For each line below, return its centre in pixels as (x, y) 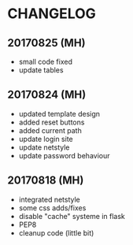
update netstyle (44, 147)
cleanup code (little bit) (56, 232)
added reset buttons (52, 122)
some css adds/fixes (52, 208)
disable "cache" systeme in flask (72, 216)
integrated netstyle (49, 199)
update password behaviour (64, 155)
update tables (41, 70)
